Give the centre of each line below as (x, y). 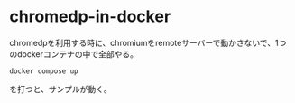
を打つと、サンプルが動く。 (61, 89)
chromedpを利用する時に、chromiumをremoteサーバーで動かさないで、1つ (148, 42)
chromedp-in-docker (90, 17)
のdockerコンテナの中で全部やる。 (74, 54)
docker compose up (44, 71)
